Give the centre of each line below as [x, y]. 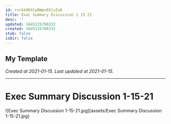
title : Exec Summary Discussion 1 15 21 [49, 15]
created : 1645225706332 [31, 29]
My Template [26, 59]
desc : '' [15, 19]
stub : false [18, 34]
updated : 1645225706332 [31, 24]
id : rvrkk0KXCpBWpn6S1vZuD [34, 10]
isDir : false [19, 39]
